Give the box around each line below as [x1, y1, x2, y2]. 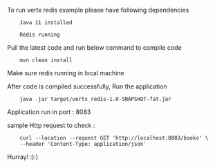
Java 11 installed [19, 19, 73, 26]
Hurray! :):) [7, 153, 39, 161]
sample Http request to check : [7, 121, 95, 129]
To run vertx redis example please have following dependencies [7, 6, 189, 14]
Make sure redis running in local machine [7, 69, 124, 77]
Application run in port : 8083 [7, 108, 91, 116]
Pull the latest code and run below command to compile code [7, 44, 182, 51]
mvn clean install [19, 57, 73, 64]
